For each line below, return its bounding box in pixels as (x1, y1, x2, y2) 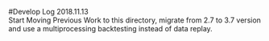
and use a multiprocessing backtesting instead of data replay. (8, 24, 213, 33)
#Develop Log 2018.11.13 (8, 7, 89, 16)
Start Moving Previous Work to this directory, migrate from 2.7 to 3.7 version (8, 15, 262, 25)
